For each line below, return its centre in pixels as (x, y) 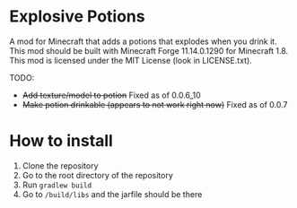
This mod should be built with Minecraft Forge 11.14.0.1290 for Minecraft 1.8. (149, 50)
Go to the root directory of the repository (97, 175)
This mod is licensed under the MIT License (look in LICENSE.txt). (131, 60)
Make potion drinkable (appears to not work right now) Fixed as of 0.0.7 (155, 104)
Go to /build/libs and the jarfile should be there (112, 194)
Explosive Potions (77, 17)
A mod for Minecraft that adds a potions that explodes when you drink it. (143, 41)
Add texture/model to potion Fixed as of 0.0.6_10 (112, 95)
